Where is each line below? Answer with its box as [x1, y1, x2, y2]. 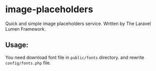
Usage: [5, 41, 29, 50]
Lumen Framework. [5, 26, 46, 32]
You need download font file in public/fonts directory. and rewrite [5, 54, 144, 60]
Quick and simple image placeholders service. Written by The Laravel [5, 20, 151, 27]
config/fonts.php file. [5, 60, 51, 66]
